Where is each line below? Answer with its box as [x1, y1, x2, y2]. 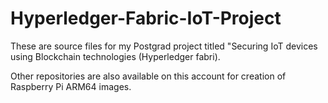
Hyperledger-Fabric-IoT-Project [10, 7, 282, 30]
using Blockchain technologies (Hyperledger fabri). [10, 50, 221, 62]
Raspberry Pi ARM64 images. [10, 80, 132, 92]
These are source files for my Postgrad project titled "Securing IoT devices [10, 40, 318, 52]
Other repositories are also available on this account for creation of [10, 70, 287, 82]
